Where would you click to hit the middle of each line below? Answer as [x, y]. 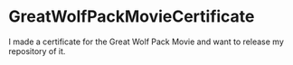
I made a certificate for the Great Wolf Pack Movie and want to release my [146, 42]
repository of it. [37, 51]
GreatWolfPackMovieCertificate [132, 17]
